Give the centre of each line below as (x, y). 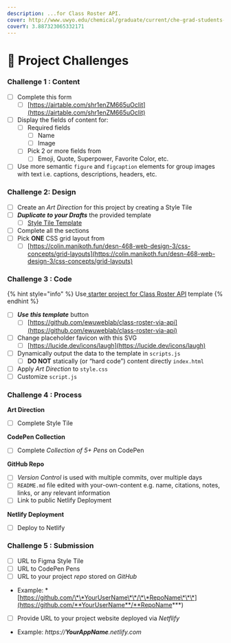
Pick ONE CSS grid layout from (61, 238)
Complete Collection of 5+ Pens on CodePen (80, 450)
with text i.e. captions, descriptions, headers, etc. (87, 174)
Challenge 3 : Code (40, 279)
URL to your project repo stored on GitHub (77, 576)
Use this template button (53, 315)
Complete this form (44, 96)
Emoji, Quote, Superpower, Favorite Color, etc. (103, 159)
